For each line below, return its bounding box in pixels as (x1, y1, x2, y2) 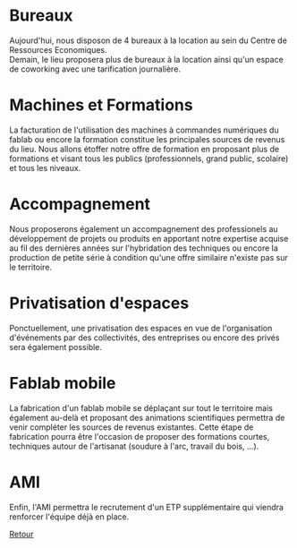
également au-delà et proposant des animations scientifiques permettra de (9, 412, 285, 423)
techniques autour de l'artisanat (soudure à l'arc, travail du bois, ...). (9, 441, 259, 451)
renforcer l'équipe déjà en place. (9, 511, 130, 522)
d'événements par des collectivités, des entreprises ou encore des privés (9, 332, 280, 343)
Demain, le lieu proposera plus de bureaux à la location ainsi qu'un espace (9, 54, 284, 64)
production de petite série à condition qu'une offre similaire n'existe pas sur (9, 252, 288, 262)
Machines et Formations (9, 95, 194, 116)
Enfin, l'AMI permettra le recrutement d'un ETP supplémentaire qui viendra (9, 501, 284, 512)
